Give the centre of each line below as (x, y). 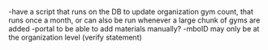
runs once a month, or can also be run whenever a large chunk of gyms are (134, 20)
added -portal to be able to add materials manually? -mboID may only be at (134, 29)
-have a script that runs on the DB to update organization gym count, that (131, 12)
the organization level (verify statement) (75, 37)
